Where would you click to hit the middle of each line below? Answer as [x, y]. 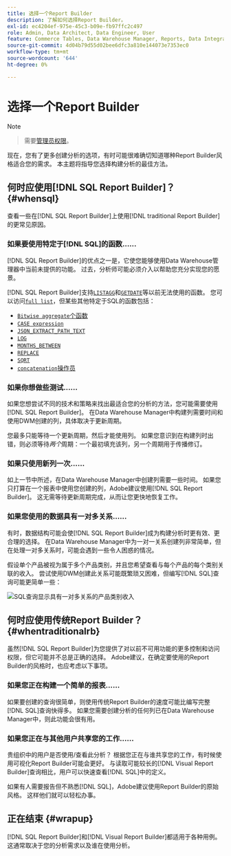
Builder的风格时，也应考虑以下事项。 [59, 666]
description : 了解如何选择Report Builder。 [67, 20]
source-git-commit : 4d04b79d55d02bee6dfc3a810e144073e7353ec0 [98, 45]
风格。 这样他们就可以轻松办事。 [53, 795]
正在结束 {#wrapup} [51, 819]
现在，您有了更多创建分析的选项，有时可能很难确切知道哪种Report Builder [112, 155]
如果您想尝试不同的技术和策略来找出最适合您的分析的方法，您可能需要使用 [112, 404]
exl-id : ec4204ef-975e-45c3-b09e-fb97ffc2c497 [75, 26]
